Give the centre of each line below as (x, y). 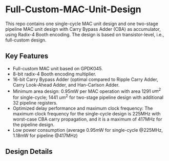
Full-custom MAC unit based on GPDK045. (58, 68)
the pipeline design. (34, 125)
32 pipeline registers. (35, 103)
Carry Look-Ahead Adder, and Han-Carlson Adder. (66, 85)
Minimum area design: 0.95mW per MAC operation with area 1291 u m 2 (87, 91)
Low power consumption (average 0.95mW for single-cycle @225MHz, (88, 130)
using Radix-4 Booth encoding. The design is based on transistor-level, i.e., (85, 34)
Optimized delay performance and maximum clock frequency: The (83, 108)
